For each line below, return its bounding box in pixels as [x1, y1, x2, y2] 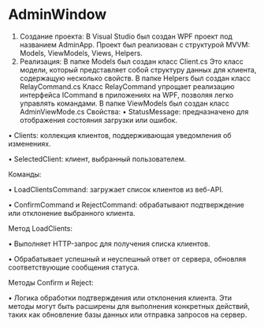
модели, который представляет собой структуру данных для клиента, [19, 65, 257, 74]
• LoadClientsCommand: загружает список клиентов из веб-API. [8, 184, 224, 194]
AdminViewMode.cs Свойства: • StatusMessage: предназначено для [19, 106, 249, 116]
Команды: [8, 169, 42, 179]
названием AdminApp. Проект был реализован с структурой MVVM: [19, 39, 251, 49]
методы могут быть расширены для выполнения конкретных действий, [8, 301, 251, 310]
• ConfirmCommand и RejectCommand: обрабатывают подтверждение [8, 199, 244, 210]
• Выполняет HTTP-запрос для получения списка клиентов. [8, 239, 210, 248]
